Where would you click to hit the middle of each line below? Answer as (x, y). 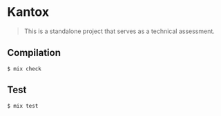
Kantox (28, 12)
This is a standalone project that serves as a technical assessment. (119, 31)
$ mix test (23, 106)
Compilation (34, 53)
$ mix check (24, 69)
